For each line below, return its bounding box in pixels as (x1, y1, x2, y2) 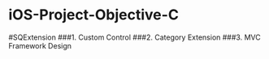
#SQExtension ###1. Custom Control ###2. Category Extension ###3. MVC (8, 32, 262, 42)
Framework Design (8, 40, 72, 50)
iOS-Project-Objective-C (8, 6, 179, 24)
